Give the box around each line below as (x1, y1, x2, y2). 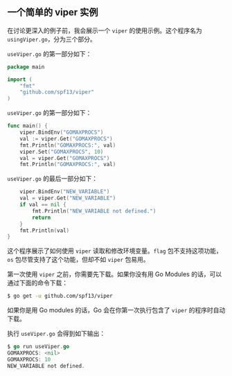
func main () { (7, 123, 48, 129)
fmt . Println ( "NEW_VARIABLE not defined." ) (32, 207, 157, 215)
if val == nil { (19, 202, 67, 208)
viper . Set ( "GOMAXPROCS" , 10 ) (19, 148, 104, 155)
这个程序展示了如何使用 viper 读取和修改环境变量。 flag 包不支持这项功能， (7, 247, 223, 255)
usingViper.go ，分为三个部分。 (7, 35, 97, 43)
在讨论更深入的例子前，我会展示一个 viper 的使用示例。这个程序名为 (7, 26, 202, 35)
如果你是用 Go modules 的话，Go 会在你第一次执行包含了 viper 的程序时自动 (7, 306, 226, 314)
